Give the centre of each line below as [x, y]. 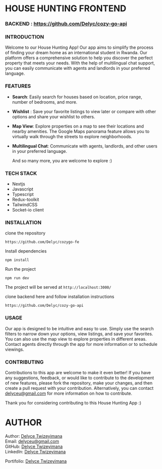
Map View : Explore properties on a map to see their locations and [78, 126]
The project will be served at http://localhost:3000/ [58, 287]
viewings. [15, 349]
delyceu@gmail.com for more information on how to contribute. [69, 393]
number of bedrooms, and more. [45, 102]
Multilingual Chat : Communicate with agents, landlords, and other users [85, 146]
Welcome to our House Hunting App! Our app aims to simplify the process [79, 47]
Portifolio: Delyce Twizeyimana [36, 461]
